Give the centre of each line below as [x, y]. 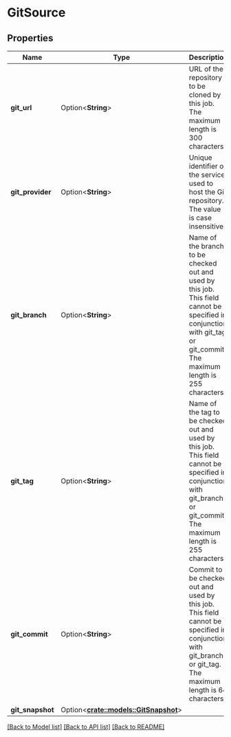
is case [200, 218]
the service [207, 175]
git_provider [31, 192]
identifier [203, 166]
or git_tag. [205, 664]
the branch [207, 246]
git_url [21, 108]
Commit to [206, 569]
